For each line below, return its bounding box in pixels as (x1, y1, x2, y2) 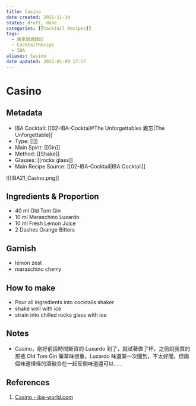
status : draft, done (6, 20, 58, 26)
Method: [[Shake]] (14, 150, 60, 157)
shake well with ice (14, 305, 62, 312)
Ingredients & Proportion (6, 191, 99, 201)
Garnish (6, 243, 37, 254)
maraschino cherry (14, 266, 61, 273)
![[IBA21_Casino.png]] (6, 174, 59, 182)
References (6, 377, 50, 388)
